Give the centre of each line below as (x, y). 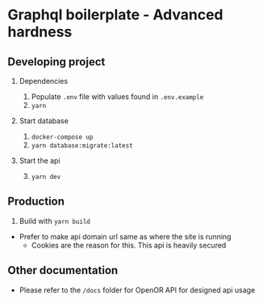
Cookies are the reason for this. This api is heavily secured (129, 245)
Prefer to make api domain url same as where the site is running (125, 236)
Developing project (56, 62)
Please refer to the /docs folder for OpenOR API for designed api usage (137, 290)
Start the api (40, 160)
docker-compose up (62, 137)
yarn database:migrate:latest (82, 146)
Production (36, 202)
